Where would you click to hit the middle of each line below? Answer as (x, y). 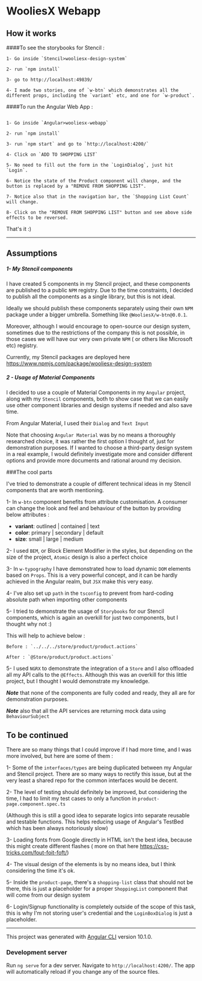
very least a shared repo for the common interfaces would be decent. (92, 781)
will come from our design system (48, 895)
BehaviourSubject (28, 717)
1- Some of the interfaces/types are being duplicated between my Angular (99, 767)
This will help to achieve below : (46, 636)
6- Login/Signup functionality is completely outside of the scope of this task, (101, 907)
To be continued (37, 735)
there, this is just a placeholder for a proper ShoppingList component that (97, 889)
